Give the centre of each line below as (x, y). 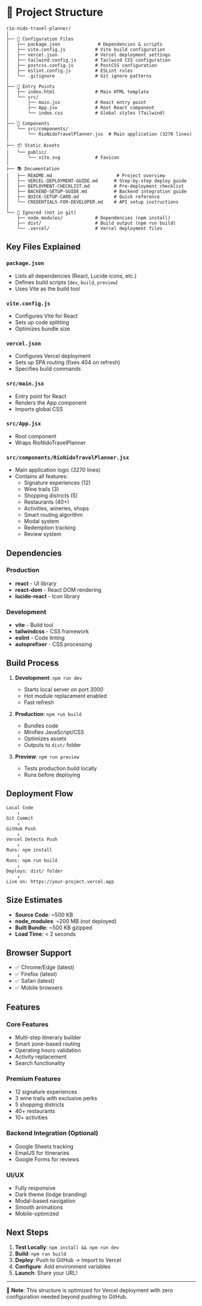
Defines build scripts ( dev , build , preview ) (66, 282)
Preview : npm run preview (47, 757)
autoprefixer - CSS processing (53, 644)
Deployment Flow (40, 794)
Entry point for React (41, 396)
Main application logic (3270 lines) (58, 470)
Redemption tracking (50, 528)
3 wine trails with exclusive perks (56, 1098)
